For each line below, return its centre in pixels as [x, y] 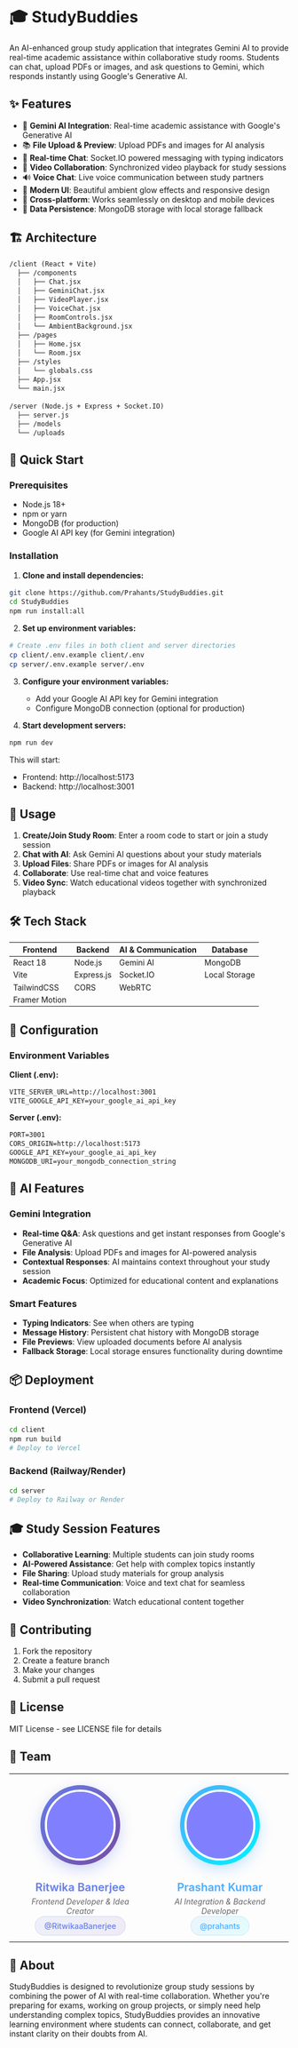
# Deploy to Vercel [45, 1448]
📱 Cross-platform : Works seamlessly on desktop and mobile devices [148, 199]
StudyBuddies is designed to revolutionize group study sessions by [132, 1987]
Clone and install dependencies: [83, 575]
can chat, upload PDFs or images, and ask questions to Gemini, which [137, 67]
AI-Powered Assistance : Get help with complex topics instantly [138, 1564]
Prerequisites [39, 485]
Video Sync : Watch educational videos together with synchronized [145, 883]
